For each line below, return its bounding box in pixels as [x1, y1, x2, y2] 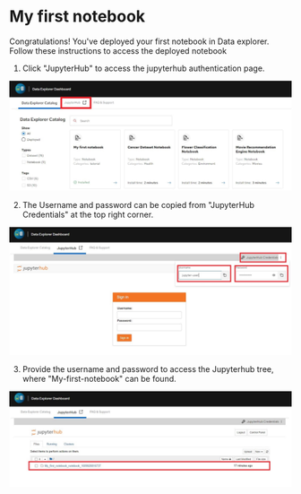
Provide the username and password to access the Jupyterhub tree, [21, 363, 274, 374]
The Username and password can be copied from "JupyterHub [21, 200, 255, 211]
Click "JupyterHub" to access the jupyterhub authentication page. [21, 63, 265, 74]
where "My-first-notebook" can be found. [21, 373, 176, 384]
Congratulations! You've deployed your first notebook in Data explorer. [9, 36, 270, 47]
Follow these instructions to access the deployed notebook [9, 45, 227, 56]
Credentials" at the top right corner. [21, 209, 154, 221]
